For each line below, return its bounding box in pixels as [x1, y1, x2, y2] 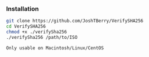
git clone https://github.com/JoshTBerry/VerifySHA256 [6, 18, 144, 24]
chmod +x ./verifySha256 [6, 29, 67, 35]
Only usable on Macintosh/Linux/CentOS [6, 45, 104, 51]
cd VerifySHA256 [6, 24, 46, 29]
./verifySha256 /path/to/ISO [6, 34, 78, 40]
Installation [6, 5, 39, 13]
